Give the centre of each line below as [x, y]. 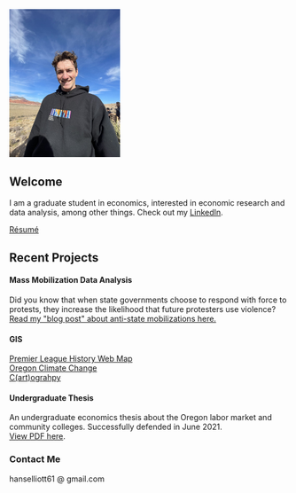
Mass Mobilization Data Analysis [71, 280]
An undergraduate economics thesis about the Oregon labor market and [140, 418]
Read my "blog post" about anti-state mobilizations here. [113, 319]
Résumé [24, 230]
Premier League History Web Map [71, 359]
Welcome [36, 182]
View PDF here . [38, 436]
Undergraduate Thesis [52, 397]
